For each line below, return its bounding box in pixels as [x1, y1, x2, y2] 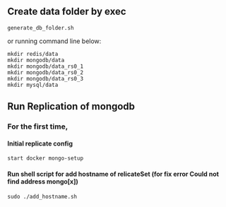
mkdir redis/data [7, 50, 59, 57]
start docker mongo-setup [7, 155, 83, 162]
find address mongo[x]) [7, 177, 79, 186]
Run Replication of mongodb [7, 100, 136, 112]
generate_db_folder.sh [7, 24, 74, 31]
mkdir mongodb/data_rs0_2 [7, 69, 83, 76]
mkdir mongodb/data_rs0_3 [7, 75, 83, 82]
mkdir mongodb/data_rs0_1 [7, 63, 83, 70]
